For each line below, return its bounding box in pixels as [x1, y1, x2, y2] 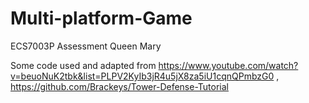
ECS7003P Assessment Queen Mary [10, 40, 162, 52]
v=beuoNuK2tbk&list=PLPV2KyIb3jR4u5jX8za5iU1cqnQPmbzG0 [10, 70, 275, 82]
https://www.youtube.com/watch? [158, 59, 299, 71]
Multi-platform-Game [10, 7, 193, 30]
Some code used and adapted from [10, 59, 157, 71]
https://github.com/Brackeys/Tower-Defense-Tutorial [10, 80, 230, 92]
